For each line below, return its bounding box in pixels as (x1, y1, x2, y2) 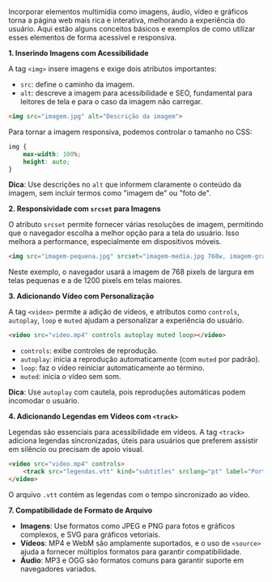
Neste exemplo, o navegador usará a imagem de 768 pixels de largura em (8, 267, 255, 277)
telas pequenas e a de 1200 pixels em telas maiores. (8, 276, 183, 285)
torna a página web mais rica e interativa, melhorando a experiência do (8, 15, 245, 25)
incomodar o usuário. (8, 396, 79, 406)
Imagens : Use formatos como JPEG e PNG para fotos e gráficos (19, 521, 236, 530)
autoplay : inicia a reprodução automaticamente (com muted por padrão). (19, 355, 261, 365)
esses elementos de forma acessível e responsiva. (8, 32, 177, 42)
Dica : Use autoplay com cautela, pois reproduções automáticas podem (8, 387, 246, 397)
